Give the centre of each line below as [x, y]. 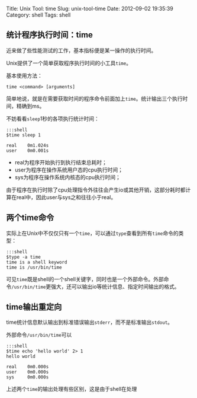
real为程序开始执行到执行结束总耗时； [61, 162]
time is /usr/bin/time [34, 267]
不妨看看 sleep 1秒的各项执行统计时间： [53, 119]
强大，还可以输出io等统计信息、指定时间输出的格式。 [115, 286]
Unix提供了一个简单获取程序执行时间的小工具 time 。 [69, 63]
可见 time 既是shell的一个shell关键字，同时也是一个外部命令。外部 [85, 279]
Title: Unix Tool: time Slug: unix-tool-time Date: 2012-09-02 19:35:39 [90, 9]
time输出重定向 [34, 307]
